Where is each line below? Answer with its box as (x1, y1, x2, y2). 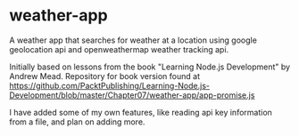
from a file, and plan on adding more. (9, 116, 145, 127)
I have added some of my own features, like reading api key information (9, 107, 272, 117)
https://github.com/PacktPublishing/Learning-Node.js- (9, 80, 210, 91)
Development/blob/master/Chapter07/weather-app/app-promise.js (9, 90, 255, 100)
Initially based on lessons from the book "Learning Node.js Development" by (9, 61, 291, 72)
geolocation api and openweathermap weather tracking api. (9, 44, 229, 54)
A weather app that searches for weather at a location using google (9, 35, 257, 45)
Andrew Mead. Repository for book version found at (9, 70, 201, 81)
